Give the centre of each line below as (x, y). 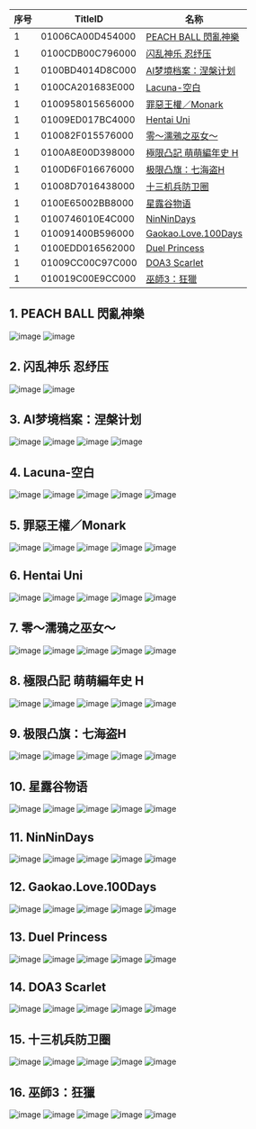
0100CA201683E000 (88, 87)
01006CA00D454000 (88, 36)
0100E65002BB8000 (88, 203)
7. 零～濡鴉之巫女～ (62, 628)
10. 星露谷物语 (49, 786)
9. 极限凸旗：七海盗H (68, 733)
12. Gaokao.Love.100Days (83, 887)
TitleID (89, 19)
